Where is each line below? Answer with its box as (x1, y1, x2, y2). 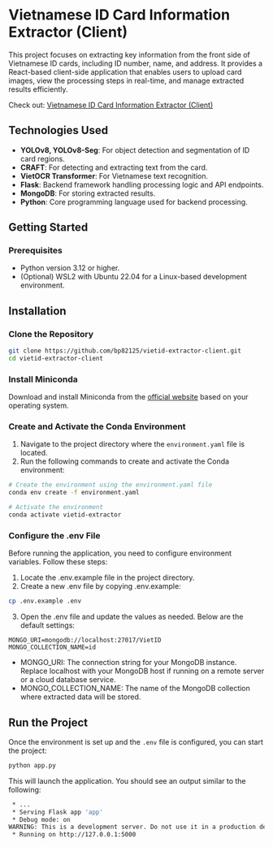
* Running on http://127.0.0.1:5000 (11, 831, 136, 839)
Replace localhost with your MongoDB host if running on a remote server (19, 666, 265, 676)
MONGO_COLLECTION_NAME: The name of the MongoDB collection (19, 684, 250, 694)
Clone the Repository (8, 328, 94, 339)
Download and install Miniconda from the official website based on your (8, 392, 249, 402)
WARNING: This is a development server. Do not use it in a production (8, 823, 256, 832)
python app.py (8, 761, 57, 769)
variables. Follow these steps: (8, 557, 108, 567)
